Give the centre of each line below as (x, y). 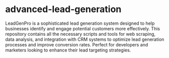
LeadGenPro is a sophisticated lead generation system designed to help (80, 23)
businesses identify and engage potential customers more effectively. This (83, 28)
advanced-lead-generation (64, 9)
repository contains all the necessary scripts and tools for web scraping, (80, 34)
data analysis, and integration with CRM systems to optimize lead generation (85, 39)
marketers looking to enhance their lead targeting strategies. (68, 50)
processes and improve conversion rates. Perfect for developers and (77, 44)
